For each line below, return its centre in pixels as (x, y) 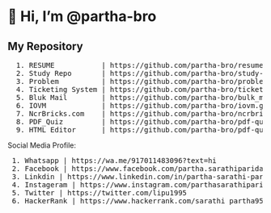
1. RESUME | (61, 65)
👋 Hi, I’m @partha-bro (82, 17)
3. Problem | (61, 81)
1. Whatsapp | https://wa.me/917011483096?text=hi (114, 161)
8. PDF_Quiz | (61, 121)
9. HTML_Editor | (61, 129)
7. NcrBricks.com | (61, 113)
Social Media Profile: (42, 145)
